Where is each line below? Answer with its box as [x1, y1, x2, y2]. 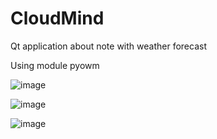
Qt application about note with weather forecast [10, 40, 207, 52]
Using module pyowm [10, 59, 100, 71]
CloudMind [10, 7, 105, 30]
